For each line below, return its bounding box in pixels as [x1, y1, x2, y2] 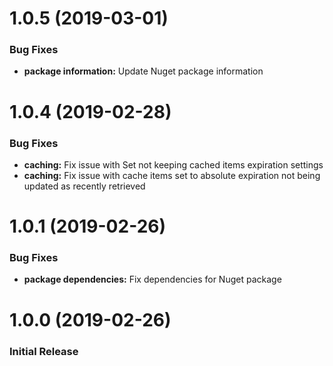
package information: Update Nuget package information [23, 65, 264, 77]
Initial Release [9, 344, 79, 358]
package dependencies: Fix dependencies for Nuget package [23, 273, 282, 286]
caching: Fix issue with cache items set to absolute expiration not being [23, 169, 321, 181]
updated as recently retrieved [23, 180, 146, 192]
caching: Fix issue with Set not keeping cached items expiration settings [23, 158, 324, 171]
